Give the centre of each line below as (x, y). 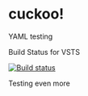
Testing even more (39, 83)
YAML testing (31, 36)
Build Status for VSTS (44, 52)
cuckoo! (36, 14)
